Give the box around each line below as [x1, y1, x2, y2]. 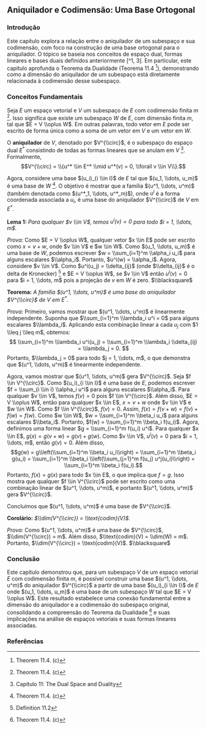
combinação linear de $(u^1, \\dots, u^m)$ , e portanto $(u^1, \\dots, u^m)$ [7, 484, 193, 492]
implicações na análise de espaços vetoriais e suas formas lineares [7, 616, 177, 623]
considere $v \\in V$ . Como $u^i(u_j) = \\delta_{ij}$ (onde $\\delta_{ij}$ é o [7, 262, 195, 270]
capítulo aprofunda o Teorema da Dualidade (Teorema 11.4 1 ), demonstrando [7, 63, 199, 72]
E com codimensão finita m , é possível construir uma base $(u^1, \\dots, [7, 575, 188, 582]
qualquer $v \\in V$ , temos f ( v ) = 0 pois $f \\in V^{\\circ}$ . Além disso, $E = [7, 392, 198, 400]
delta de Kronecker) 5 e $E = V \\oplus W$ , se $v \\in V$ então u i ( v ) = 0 [7, 269, 188, 278]
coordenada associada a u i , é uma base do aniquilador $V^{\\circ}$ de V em [7, 196, 199, 205]
